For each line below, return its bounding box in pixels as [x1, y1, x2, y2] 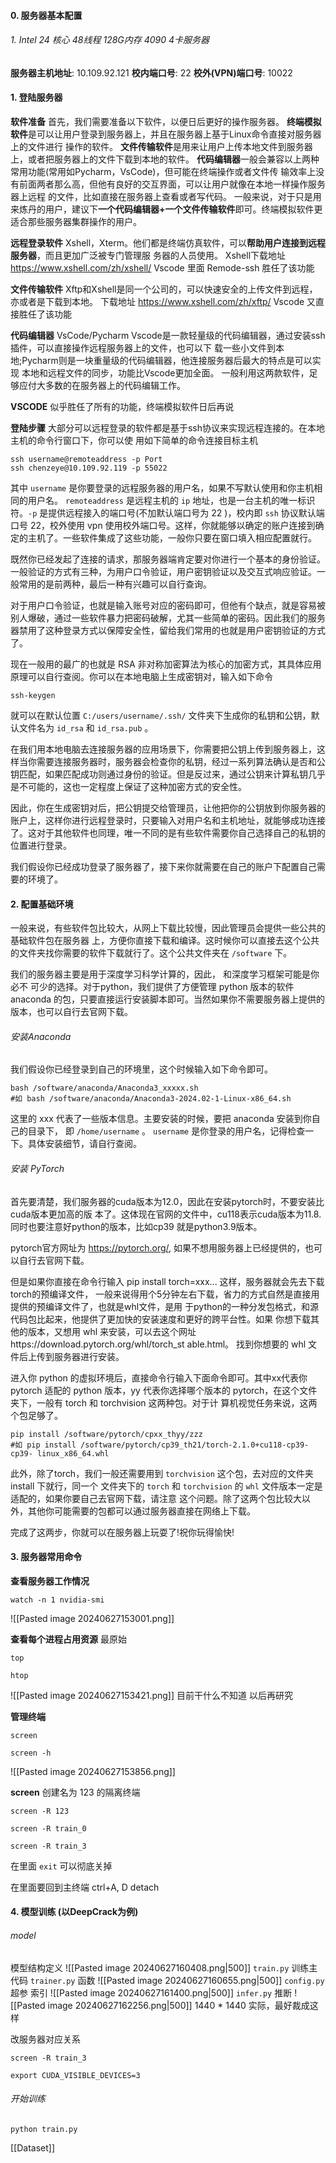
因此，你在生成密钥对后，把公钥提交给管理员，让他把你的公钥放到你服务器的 [10, 802, 326, 814]
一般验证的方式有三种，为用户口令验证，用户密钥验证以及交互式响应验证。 [10, 566, 317, 577]
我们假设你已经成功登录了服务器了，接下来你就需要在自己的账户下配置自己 [10, 861, 317, 872]
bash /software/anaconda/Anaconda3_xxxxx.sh [10, 1083, 199, 1094]
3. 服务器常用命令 [10, 1551, 83, 1563]
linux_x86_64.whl [36, 1448, 110, 1459]
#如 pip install [10, 1440, 77, 1450]
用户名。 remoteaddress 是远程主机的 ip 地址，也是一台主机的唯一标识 [27, 495, 316, 506]
